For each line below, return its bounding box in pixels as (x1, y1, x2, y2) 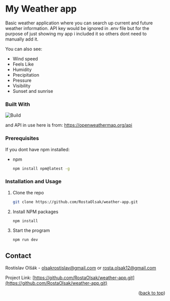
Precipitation (12, 72, 40, 78)
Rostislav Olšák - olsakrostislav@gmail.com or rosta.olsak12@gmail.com (5, 265, 156, 271)
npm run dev (12, 237, 38, 243)
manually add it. (5, 36, 39, 42)
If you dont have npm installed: (5, 146, 70, 152)
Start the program (12, 227, 50, 233)
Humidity (12, 66, 32, 73)
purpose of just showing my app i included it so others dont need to (5, 30, 147, 37)
